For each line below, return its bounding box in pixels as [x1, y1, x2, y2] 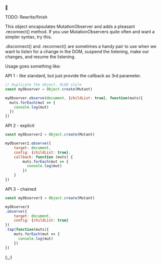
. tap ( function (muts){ [5, 227, 49, 232]
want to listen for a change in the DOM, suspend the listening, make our [5, 49, 149, 54]
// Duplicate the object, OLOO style [5, 82, 82, 87]
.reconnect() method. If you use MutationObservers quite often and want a [5, 29, 155, 34]
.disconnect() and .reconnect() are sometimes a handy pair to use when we [5, 44, 157, 49]
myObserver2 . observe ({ [5, 141, 51, 146]
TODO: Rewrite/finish [5, 14, 48, 20]
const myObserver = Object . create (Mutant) [5, 87, 93, 91]
